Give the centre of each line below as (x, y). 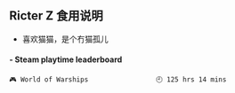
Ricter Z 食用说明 (57, 16)
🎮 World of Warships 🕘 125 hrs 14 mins (118, 80)
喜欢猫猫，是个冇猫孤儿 (65, 39)
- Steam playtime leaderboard (66, 59)
